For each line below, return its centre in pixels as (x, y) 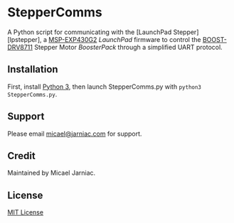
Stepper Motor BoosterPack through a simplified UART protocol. (128, 47)
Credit (21, 156)
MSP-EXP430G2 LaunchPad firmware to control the (125, 39)
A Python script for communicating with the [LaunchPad (90, 32)
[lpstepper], (25, 39)
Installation (33, 69)
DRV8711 (20, 47)
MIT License (26, 212)
